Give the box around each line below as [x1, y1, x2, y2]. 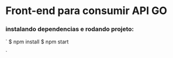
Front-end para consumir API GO [5, 4, 168, 18]
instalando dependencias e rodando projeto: [5, 25, 134, 33]
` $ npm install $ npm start [5, 38, 69, 45]
